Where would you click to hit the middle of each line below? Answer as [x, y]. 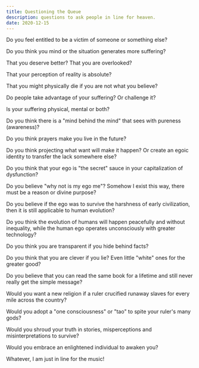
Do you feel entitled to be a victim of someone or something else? [87, 40]
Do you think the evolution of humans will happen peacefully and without [96, 222]
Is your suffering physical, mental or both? [58, 109]
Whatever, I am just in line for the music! [55, 359]
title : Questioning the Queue [44, 12]
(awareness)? [23, 127]
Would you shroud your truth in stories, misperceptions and [79, 330]
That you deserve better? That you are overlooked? [69, 63]
